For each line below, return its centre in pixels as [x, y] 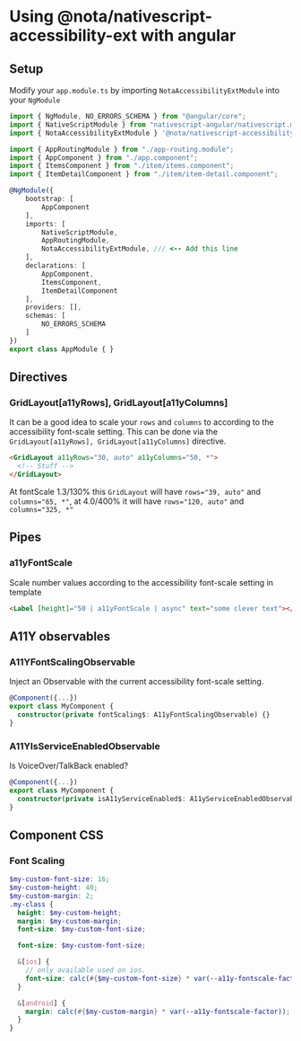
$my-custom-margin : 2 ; [52, 895]
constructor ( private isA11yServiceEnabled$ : [102, 798]
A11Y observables [60, 636]
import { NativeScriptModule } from [77, 124]
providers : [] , [54, 307]
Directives [39, 378]
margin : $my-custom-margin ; [70, 921]
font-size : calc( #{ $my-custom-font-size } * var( [118, 978]
